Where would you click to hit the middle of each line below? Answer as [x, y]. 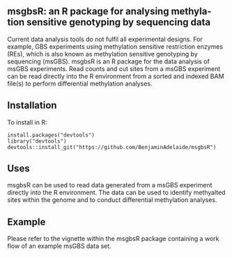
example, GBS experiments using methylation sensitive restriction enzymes [115, 46]
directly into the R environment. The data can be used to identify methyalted [116, 193]
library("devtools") [37, 141]
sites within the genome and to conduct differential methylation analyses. [112, 200]
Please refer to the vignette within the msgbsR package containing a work [113, 239]
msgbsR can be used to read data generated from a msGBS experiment [110, 185]
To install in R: [27, 122]
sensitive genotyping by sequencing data [119, 23]
